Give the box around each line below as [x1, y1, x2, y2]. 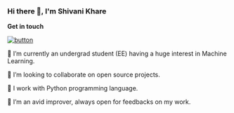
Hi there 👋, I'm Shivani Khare [7, 6, 107, 16]
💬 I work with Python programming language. [7, 84, 138, 93]
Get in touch [7, 22, 44, 31]
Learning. [7, 57, 35, 65]
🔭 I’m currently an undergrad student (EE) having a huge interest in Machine [7, 49, 227, 58]
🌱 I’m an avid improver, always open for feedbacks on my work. [7, 98, 191, 106]
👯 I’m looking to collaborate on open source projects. [7, 70, 160, 79]
